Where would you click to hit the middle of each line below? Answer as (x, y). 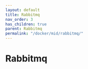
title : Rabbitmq (23, 15)
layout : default (23, 10)
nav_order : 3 (19, 19)
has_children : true (26, 24)
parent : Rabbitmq (24, 29)
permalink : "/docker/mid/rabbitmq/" (44, 33)
